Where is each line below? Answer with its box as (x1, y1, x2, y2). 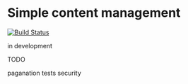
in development (7, 41, 53, 50)
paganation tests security (7, 69, 81, 77)
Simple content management (7, 5, 181, 21)
